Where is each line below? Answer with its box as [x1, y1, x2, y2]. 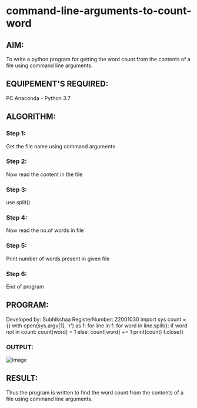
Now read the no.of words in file [6, 227, 84, 234]
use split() [6, 199, 31, 206]
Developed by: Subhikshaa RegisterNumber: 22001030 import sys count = [6, 316, 186, 323]
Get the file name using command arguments [6, 142, 116, 150]
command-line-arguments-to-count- [6, 4, 192, 18]
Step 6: [6, 270, 28, 278]
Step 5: [6, 241, 28, 250]
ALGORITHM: [6, 112, 56, 122]
